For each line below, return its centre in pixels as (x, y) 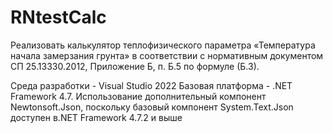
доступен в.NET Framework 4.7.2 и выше (96, 117)
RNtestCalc (58, 17)
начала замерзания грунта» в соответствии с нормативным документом (167, 55)
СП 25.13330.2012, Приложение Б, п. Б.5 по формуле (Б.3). (135, 66)
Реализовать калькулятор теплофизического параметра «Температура (163, 45)
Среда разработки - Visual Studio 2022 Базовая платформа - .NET (151, 85)
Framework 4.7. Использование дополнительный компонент (138, 96)
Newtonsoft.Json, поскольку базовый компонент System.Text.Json (152, 107)
